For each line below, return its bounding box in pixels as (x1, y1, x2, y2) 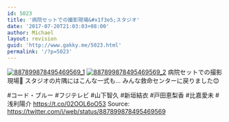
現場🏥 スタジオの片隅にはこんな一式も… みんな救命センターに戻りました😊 (7, 76, 219, 84)
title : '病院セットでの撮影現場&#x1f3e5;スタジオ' (7, 16, 140, 23)
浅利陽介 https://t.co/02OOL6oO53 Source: (7, 99, 130, 108)
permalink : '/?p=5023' (7, 49, 72, 56)
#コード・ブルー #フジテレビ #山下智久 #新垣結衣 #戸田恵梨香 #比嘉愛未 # (7, 90, 219, 99)
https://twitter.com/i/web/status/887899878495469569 (7, 107, 166, 115)
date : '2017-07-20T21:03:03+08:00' (7, 23, 110, 29)
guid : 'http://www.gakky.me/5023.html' (7, 42, 122, 49)
